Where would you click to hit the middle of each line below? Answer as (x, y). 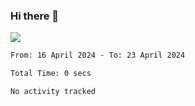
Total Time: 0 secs (51, 74)
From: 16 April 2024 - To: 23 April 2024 (98, 55)
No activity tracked (53, 92)
